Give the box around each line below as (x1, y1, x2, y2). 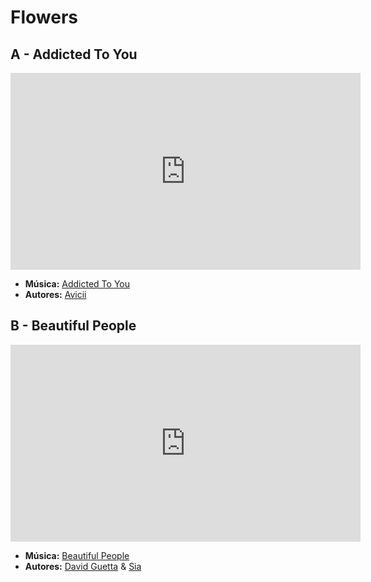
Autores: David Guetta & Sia (24, 560, 142, 572)
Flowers (10, 6, 78, 29)
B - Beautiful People (10, 317, 137, 335)
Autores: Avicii (24, 289, 87, 300)
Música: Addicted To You (24, 278, 130, 290)
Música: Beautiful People (24, 549, 130, 561)
